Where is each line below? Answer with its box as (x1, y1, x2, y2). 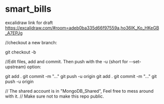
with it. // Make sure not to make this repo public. (5, 93, 104, 99)
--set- (129, 58, 141, 64)
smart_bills (5, 3, 52, 15)
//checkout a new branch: (5, 39, 57, 45)
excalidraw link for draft (5, 20, 53, 26)
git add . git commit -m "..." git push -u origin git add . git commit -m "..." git (5, 73, 157, 79)
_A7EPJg (5, 30, 23, 36)
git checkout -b (5, 49, 36, 55)
